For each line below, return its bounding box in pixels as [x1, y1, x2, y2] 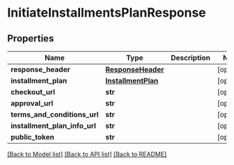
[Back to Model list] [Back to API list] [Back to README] [7, 150, 167, 158]
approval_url [10, 98, 54, 108]
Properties [7, 33, 54, 44]
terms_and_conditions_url [10, 110, 99, 119]
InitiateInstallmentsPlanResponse [7, 5, 207, 21]
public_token [10, 132, 54, 141]
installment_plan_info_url [10, 121, 96, 130]
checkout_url [10, 87, 56, 96]
